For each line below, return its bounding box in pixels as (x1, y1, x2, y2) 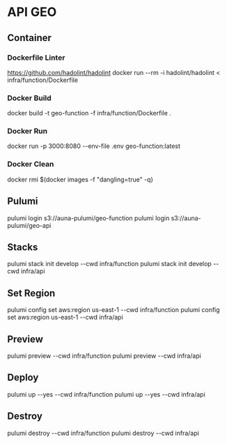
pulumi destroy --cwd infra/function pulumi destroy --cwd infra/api (7, 429, 200, 437)
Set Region (7, 287, 56, 299)
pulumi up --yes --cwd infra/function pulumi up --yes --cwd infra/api (7, 390, 205, 398)
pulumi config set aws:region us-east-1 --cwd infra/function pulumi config (7, 306, 221, 314)
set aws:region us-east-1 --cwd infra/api (7, 313, 123, 322)
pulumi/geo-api (7, 221, 52, 229)
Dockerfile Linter (7, 53, 65, 63)
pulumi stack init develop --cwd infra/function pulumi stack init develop (7, 260, 212, 268)
